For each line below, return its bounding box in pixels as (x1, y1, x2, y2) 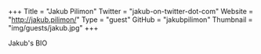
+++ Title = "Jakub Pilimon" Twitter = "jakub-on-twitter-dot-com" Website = (8, 7, 254, 16)
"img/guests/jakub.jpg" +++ (8, 23, 99, 32)
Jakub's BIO (8, 38, 48, 48)
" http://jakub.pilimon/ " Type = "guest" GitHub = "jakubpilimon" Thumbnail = (8, 15, 253, 24)
